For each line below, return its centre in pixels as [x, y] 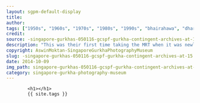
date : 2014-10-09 [28, 61]
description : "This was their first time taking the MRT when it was [94, 45]
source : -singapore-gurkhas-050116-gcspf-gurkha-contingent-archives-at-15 [102, 39]
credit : [16, 34]
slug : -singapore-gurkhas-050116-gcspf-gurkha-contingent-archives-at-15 [100, 56]
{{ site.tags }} [48, 94]
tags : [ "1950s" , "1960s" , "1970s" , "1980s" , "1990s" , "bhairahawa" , [93, 28]
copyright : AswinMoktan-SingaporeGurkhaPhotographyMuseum [79, 51]
